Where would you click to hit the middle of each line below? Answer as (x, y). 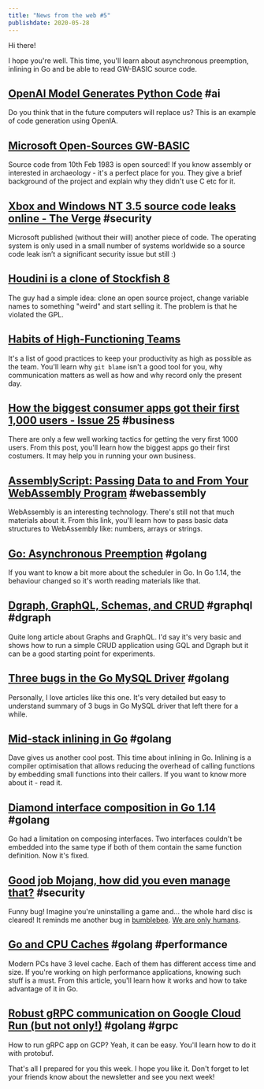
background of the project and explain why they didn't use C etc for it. (122, 181)
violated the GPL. (36, 314)
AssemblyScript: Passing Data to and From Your (128, 481)
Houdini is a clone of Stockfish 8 (89, 279)
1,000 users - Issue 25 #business (92, 420)
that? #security (46, 893)
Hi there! (22, 45)
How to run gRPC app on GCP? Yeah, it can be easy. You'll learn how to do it (132, 1045)
